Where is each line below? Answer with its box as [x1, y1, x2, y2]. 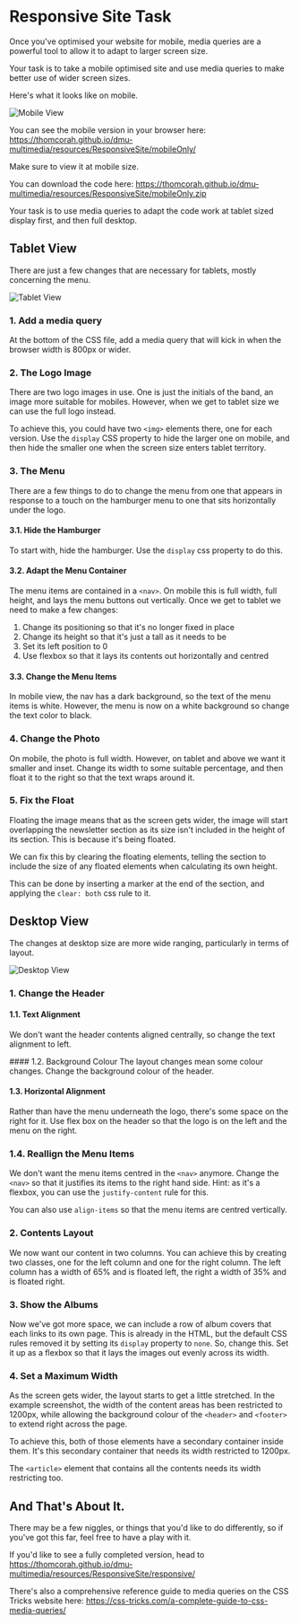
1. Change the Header [9, 987, 105, 999]
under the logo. [9, 505, 66, 515]
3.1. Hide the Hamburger [9, 525, 101, 536]
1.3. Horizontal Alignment [9, 1086, 106, 1097]
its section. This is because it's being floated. [9, 833, 176, 845]
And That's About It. [9, 1498, 125, 1514]
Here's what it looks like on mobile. [9, 90, 139, 101]
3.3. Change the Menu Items [9, 671, 117, 681]
